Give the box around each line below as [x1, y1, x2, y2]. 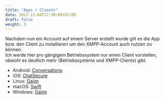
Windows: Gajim [12, 89, 47, 95]
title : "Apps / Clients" [5, 7, 58, 13]
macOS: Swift [12, 84, 42, 90]
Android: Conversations [12, 67, 63, 73]
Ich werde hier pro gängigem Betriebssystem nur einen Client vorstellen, [5, 52, 157, 58]
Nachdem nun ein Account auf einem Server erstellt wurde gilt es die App [5, 36, 160, 42]
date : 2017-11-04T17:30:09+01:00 [5, 12, 76, 17]
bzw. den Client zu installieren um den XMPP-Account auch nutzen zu [5, 41, 152, 47]
